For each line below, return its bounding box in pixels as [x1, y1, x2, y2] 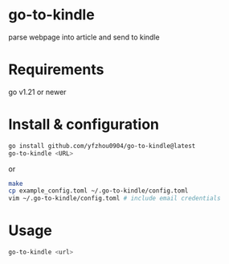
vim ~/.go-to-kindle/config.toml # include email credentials [8, 195, 221, 203]
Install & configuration [8, 115, 159, 134]
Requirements [8, 60, 104, 79]
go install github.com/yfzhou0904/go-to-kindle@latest [8, 142, 196, 150]
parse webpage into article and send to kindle [8, 32, 160, 42]
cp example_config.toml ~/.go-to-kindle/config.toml [8, 187, 189, 195]
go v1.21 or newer [8, 87, 67, 97]
